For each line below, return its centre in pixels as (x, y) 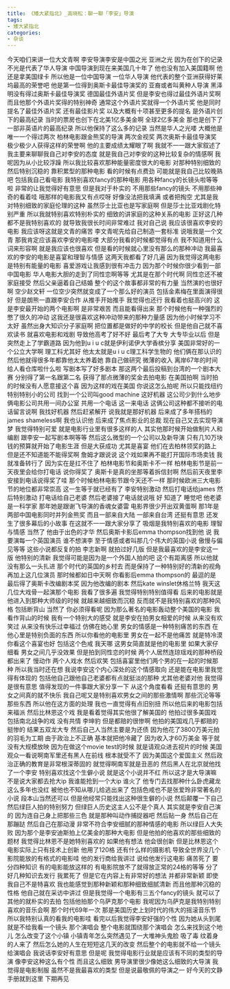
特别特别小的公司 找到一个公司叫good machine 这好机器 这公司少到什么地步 (114, 395)
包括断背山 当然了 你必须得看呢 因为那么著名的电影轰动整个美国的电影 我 (117, 610)
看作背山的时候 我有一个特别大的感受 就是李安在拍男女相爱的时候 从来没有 (112, 618)
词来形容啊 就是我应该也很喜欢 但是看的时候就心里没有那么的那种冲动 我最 (112, 249)
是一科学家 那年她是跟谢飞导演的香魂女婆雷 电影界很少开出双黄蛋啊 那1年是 (113, 507)
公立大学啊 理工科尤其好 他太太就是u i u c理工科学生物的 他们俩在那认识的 (117, 352)
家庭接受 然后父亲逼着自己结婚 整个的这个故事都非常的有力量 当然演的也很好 (115, 283)
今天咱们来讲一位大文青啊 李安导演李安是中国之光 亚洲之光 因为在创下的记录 (115, 60)
